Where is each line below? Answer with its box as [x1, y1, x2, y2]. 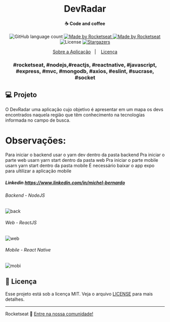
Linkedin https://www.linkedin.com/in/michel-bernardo [5, 180, 125, 186]
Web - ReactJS [5, 220, 37, 226]
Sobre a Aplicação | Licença [52, 49, 118, 55]
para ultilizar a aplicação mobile [5, 168, 72, 174]
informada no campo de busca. [5, 117, 71, 123]
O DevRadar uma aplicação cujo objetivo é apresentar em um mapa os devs [5, 106, 163, 113]
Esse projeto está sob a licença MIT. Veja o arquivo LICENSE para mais [5, 291, 153, 297]
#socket [74, 74, 96, 81]
